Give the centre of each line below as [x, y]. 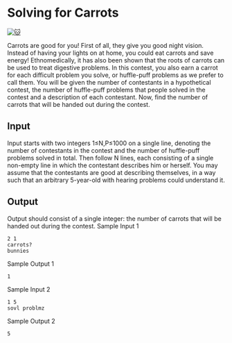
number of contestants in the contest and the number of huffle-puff [104, 150]
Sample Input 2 [29, 289]
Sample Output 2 [31, 321]
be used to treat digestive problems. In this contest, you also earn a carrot [113, 67]
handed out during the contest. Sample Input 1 [73, 226]
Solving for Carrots [63, 13]
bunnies [18, 251]
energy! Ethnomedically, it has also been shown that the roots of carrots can [116, 60]
